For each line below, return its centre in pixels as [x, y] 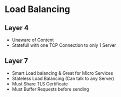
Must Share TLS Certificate [40, 83]
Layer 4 [17, 28]
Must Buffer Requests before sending [50, 89]
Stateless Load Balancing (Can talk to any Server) [63, 78]
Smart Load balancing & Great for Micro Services [62, 73]
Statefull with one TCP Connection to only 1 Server [64, 45]
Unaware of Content [33, 40]
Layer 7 [16, 61]
